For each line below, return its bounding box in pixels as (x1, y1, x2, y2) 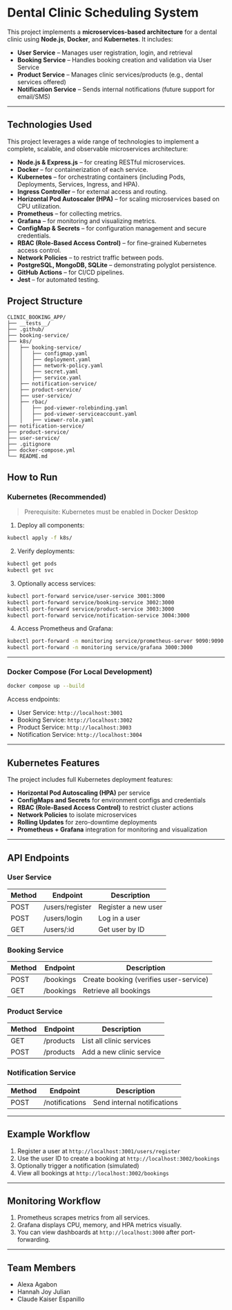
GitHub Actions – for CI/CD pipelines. (17, 268, 124, 276)
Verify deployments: (17, 547, 75, 555)
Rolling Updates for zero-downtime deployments (17, 818, 157, 827)
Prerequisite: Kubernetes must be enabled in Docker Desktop (23, 508, 199, 516)
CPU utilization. (17, 202, 61, 210)
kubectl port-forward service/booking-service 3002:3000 (7, 599, 175, 606)
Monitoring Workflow (7, 1195, 101, 1206)
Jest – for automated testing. (17, 275, 100, 284)
